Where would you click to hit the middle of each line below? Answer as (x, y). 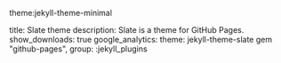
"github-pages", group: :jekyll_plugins (79, 49)
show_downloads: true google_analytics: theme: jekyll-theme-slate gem (141, 39)
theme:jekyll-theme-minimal (61, 13)
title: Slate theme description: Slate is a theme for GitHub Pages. (127, 30)
